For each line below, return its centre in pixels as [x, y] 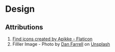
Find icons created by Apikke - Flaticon [52, 39]
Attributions [24, 27]
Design [20, 9]
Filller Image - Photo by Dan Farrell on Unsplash [61, 44]
